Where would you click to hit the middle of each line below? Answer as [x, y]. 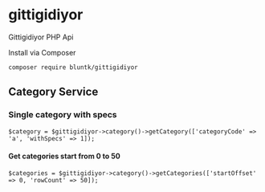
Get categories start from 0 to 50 [64, 156]
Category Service [53, 92]
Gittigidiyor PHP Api [41, 37]
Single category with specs [63, 115]
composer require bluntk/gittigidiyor [73, 67]
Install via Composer [42, 52]
